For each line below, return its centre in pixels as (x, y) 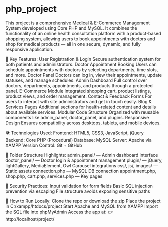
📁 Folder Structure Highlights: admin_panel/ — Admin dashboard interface (82, 155)
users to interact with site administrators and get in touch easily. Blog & (78, 101)
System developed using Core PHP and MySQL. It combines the (71, 28)
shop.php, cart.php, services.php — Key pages (54, 176)
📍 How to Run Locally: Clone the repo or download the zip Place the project (83, 201)
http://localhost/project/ (30, 219)
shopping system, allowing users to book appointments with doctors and (80, 39)
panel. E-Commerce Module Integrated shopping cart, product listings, (78, 91)
